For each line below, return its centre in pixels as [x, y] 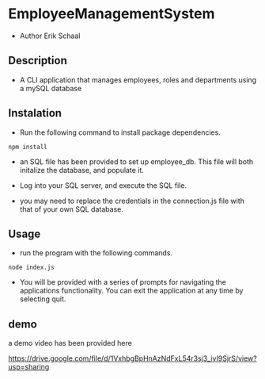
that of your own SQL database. [72, 209]
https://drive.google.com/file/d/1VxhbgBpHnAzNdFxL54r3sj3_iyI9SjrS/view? [132, 358]
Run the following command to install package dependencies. [120, 132]
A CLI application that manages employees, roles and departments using [138, 79]
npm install [28, 147]
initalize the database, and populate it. [82, 170]
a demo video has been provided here [70, 343]
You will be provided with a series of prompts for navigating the [123, 282]
